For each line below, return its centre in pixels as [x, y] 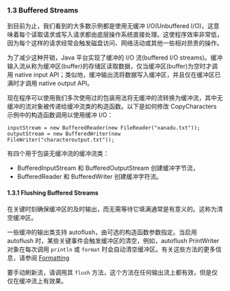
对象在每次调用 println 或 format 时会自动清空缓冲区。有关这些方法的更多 [111, 249]
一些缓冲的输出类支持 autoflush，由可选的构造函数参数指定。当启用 [102, 232]
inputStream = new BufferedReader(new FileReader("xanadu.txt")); [104, 128]
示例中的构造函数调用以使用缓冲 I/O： [60, 115]
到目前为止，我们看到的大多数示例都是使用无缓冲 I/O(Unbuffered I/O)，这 [110, 26]
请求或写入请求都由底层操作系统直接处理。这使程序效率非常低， [133, 35]
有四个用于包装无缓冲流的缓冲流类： [58, 153]
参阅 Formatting [47, 257]
